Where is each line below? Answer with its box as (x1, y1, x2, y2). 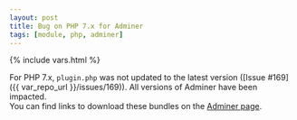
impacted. (9, 91, 47, 102)
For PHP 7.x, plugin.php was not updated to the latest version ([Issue (9, 72, 266, 83)
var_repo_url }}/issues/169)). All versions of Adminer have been (21, 82, 258, 93)
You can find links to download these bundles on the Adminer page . (9, 101, 263, 112)
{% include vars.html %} (9, 55, 101, 66)
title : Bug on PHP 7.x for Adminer (9, 22, 144, 31)
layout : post (9, 13, 59, 23)
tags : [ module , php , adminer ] (9, 30, 124, 39)
